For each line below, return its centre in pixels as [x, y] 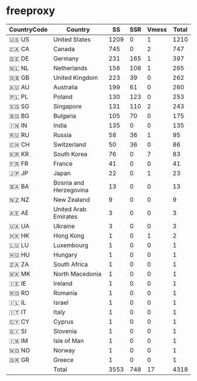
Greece [64, 360]
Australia [66, 87]
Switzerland [70, 144]
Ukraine [64, 226]
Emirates [66, 216]
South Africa [71, 264]
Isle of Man [69, 340]
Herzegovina [71, 190]
